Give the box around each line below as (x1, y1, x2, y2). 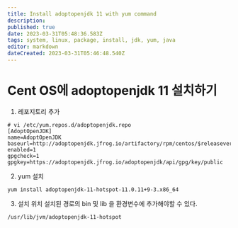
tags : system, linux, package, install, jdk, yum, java (7, 37, 176, 44)
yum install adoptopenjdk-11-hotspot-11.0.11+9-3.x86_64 (7, 186, 179, 193)
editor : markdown (7, 43, 59, 50)
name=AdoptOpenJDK (7, 134, 62, 141)
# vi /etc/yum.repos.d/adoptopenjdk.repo (7, 121, 132, 128)
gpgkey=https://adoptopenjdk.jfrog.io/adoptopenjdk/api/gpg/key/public (7, 159, 223, 166)
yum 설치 (17, 171, 44, 181)
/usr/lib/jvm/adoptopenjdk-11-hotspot (7, 213, 122, 220)
